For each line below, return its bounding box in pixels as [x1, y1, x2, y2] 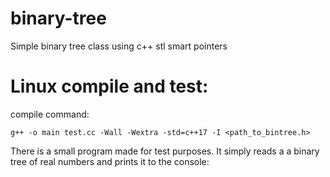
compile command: [10, 108, 90, 120]
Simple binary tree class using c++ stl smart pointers [10, 40, 228, 52]
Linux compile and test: [10, 75, 209, 98]
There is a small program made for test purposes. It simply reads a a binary [10, 145, 320, 157]
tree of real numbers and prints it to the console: [10, 155, 210, 167]
